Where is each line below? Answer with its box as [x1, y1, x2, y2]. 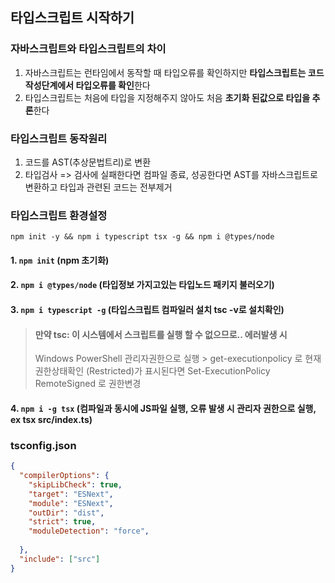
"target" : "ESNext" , [28, 489, 114, 499]
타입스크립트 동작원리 [10, 131, 108, 145]
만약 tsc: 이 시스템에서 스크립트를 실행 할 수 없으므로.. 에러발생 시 [34, 328, 288, 340]
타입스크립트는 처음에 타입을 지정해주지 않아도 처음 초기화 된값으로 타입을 [24, 91, 311, 103]
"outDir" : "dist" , [28, 508, 105, 518]
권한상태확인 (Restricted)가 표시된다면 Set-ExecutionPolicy [34, 365, 271, 377]
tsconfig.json [10, 438, 77, 452]
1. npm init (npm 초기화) [10, 254, 110, 266]
